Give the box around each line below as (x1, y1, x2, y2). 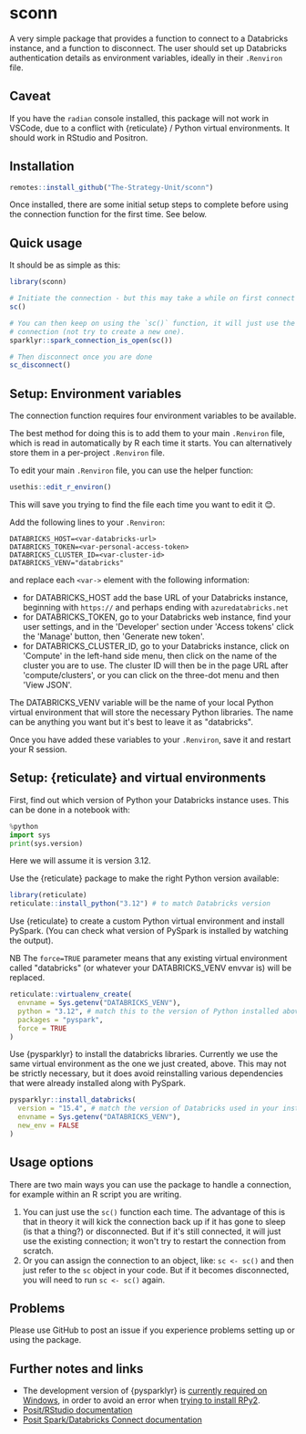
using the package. (9, 1335, 82, 1345)
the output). (9, 935, 54, 947)
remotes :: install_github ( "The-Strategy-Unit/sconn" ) (9, 183, 214, 192)
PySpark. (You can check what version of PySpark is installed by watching (9, 926, 289, 937)
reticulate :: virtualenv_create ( (9, 989, 132, 1000)
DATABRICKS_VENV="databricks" (9, 558, 125, 568)
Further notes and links (9, 1361, 144, 1376)
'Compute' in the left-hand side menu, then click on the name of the (22, 650, 278, 661)
